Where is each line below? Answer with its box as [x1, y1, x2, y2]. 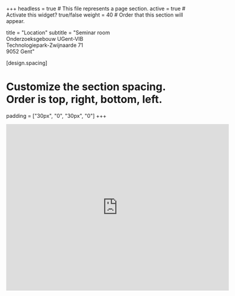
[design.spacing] [6, 59, 47, 66]
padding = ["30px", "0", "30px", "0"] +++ [6, 112, 107, 119]
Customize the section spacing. [6, 80, 166, 94]
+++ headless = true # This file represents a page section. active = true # [6, 5, 186, 12]
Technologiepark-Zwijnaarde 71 [6, 41, 83, 49]
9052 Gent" [6, 48, 35, 55]
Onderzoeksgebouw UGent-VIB [6, 36, 84, 42]
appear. [6, 18, 25, 24]
